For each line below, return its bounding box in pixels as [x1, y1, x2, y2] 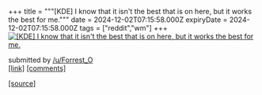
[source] [8, 79, 36, 88]
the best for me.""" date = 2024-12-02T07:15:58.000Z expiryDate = [8, 15, 228, 24]
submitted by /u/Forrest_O [8, 55, 93, 64]
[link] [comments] [8, 64, 66, 73]
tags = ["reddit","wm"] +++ [79, 24, 168, 32]
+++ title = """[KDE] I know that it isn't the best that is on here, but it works [8, 7, 252, 16]
